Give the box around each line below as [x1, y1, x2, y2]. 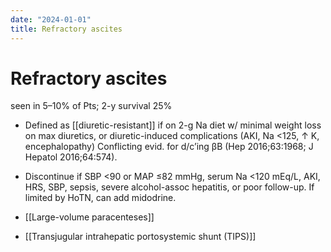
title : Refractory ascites [10, 24, 123, 34]
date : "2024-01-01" [10, 14, 92, 25]
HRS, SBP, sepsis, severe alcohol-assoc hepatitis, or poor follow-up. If [24, 181, 315, 193]
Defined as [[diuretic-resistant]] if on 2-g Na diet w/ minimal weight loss [24, 119, 322, 131]
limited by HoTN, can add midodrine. [24, 192, 177, 204]
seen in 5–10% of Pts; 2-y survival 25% [10, 100, 173, 112]
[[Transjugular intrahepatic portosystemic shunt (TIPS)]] [24, 231, 257, 243]
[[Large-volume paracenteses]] [24, 211, 155, 223]
